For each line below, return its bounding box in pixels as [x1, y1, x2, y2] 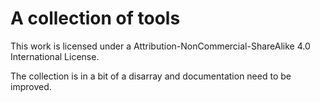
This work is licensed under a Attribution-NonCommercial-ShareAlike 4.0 [10, 40, 311, 52]
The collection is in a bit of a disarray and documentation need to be [10, 70, 292, 82]
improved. [10, 80, 52, 92]
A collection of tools [10, 7, 181, 30]
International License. [10, 50, 100, 62]
